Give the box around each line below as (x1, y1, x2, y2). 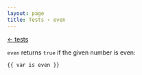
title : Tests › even (7, 16, 67, 23)
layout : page (7, 10, 45, 17)
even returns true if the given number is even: (7, 48, 136, 57)
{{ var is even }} (7, 61, 60, 68)
